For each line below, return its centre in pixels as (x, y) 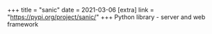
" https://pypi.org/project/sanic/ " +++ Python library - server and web (106, 17)
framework (23, 24)
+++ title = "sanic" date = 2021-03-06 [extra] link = (81, 10)
